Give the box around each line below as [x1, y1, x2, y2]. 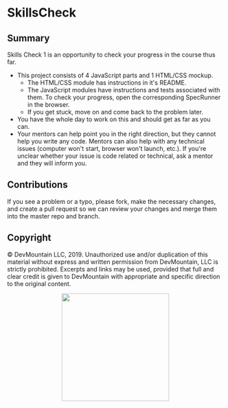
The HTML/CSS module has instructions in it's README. [27, 79, 187, 87]
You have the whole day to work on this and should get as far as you [16, 115, 211, 123]
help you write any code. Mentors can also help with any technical [16, 137, 205, 145]
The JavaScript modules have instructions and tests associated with [27, 86, 220, 94]
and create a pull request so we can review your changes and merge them [7, 205, 218, 213]
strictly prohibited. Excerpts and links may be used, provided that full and [7, 265, 214, 273]
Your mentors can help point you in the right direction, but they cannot [16, 130, 216, 138]
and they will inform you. [16, 159, 87, 167]
